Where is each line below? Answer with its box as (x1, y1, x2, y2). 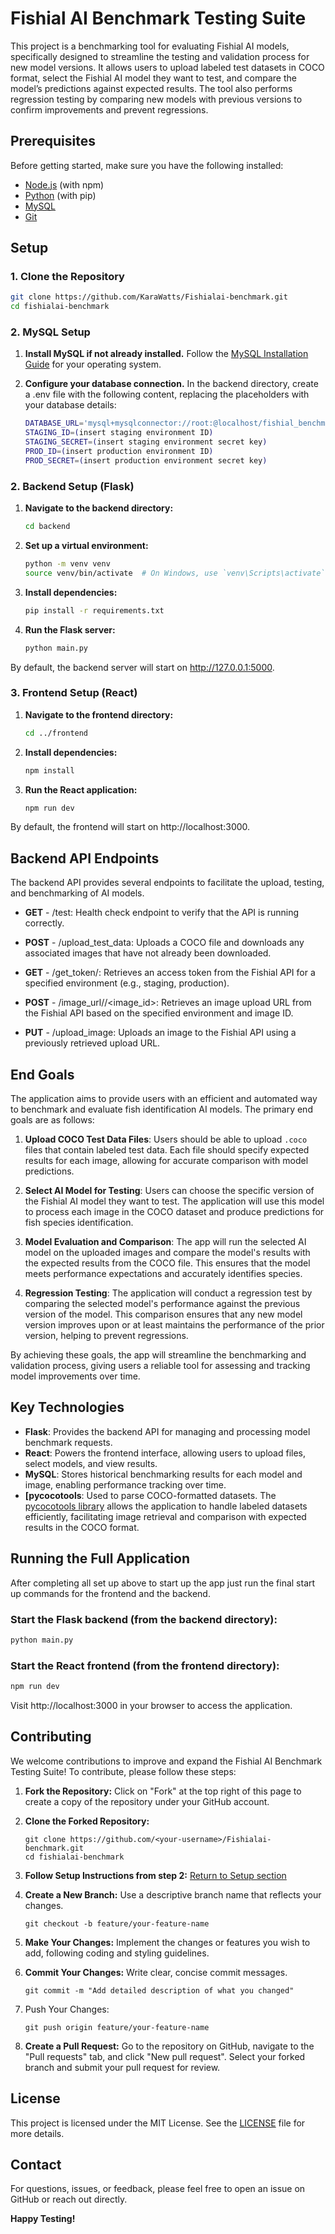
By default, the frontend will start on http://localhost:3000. (10, 821, 251, 833)
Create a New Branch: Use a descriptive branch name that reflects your (24, 1888, 322, 1901)
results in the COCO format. (24, 1521, 140, 1533)
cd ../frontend (24, 728, 89, 738)
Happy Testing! (10, 2213, 76, 2225)
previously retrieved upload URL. (24, 1037, 161, 1049)
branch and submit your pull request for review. (24, 2061, 221, 2073)
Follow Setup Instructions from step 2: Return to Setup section (24, 1869, 287, 1881)
